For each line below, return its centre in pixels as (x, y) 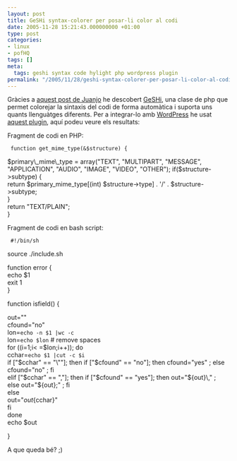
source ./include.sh (35, 254)
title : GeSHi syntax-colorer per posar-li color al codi (93, 20)
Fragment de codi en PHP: (45, 136)
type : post (23, 34)
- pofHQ (19, 54)
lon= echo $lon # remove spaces (54, 340)
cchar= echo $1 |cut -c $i (46, 355)
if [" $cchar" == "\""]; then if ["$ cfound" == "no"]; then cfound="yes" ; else (116, 363)
